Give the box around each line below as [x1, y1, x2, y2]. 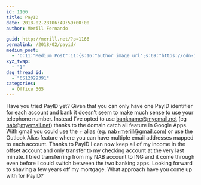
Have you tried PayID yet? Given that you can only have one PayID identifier [6, 103, 193, 109]
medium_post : [6, 47, 39, 54]
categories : [6, 81, 36, 87]
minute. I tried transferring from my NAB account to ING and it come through [6, 153, 195, 160]
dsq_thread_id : [6, 69, 44, 75]
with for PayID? [6, 172, 44, 179]
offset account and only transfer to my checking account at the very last [6, 147, 184, 154]
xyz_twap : [6, 58, 31, 64]
